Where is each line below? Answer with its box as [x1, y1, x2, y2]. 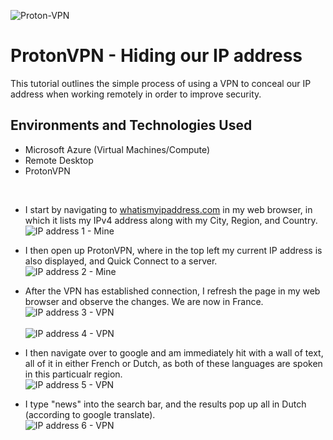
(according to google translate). [24, 408, 156, 420]
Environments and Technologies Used [10, 117, 253, 134]
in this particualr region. [24, 368, 123, 380]
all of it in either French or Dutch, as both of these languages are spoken [24, 357, 323, 369]
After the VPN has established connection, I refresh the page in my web [24, 285, 321, 297]
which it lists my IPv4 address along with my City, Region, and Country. [24, 214, 318, 226]
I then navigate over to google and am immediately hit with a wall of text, [24, 346, 324, 359]
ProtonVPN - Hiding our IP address [10, 45, 303, 67]
